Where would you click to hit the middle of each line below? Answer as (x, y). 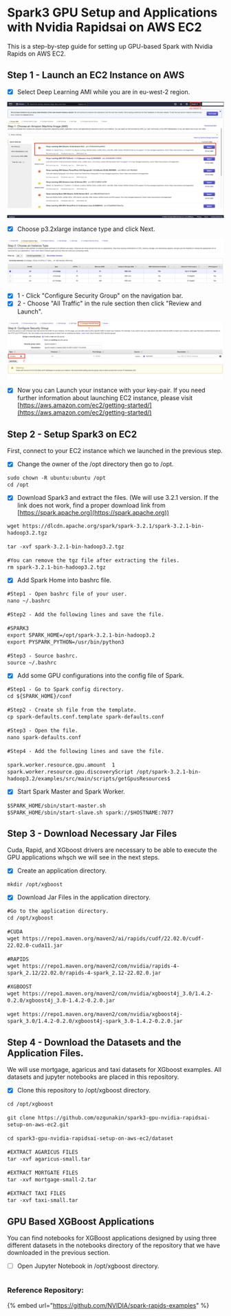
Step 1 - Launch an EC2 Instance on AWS (96, 75)
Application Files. (45, 1053)
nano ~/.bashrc (29, 601)
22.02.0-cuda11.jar (35, 946)
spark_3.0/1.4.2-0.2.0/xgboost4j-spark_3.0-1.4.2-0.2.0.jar (95, 1021)
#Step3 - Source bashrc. (43, 656)
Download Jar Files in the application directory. (84, 897)
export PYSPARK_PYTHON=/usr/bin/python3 (66, 642)
